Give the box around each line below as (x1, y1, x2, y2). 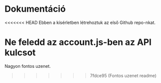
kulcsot (4, 47, 36, 58)
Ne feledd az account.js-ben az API (4, 37, 152, 48)
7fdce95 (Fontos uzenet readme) (90, 72, 157, 79)
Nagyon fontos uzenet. (4, 63, 51, 69)
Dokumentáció (4, 3, 66, 15)
